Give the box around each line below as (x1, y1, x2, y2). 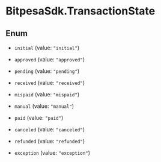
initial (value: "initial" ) (14, 44, 79, 51)
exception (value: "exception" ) (14, 149, 91, 156)
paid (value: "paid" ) (14, 114, 64, 121)
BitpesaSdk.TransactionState (5, 4, 156, 18)
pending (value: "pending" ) (14, 67, 79, 75)
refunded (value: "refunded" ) (14, 137, 85, 145)
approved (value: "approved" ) (14, 56, 85, 63)
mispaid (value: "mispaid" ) (14, 91, 79, 98)
